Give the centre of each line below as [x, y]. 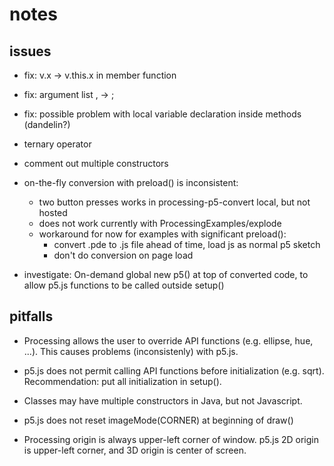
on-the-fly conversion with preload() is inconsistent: [131, 182]
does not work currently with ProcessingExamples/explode [160, 223]
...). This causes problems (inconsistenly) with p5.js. [131, 351]
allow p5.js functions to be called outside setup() [124, 285]
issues [30, 51]
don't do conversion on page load [123, 255]
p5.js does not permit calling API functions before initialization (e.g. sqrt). [174, 370]
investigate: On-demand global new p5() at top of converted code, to [166, 274]
